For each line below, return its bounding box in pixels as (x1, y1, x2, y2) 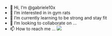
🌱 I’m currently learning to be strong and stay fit (9, 15, 107, 20)
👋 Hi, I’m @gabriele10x (9, 5, 56, 10)
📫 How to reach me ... (9, 26, 56, 32)
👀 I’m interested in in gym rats (9, 10, 71, 16)
